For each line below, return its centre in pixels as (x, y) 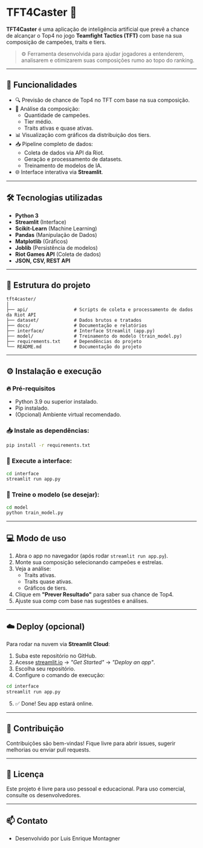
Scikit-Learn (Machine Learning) (56, 228)
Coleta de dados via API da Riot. (64, 152)
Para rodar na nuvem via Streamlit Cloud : (58, 644)
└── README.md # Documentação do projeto (74, 347)
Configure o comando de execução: (60, 675)
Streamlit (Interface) (40, 222)
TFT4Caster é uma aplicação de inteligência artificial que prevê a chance (98, 29)
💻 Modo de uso (36, 538)
